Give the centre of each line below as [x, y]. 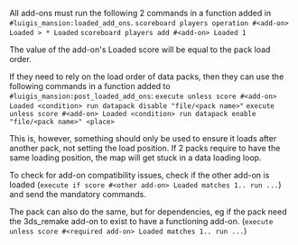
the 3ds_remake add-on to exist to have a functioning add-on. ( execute [141, 221]
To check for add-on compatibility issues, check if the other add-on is [140, 175]
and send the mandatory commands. [78, 194]
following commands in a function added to [90, 86]
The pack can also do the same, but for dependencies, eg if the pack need [148, 212]
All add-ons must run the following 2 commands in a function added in [140, 13]
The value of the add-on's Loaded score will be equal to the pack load [140, 50]
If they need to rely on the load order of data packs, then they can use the [147, 77]
